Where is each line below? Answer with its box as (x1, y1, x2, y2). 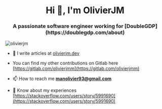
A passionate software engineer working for (12, 23, 124, 30)
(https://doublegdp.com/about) (45, 29, 125, 36)
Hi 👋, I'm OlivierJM (45, 5, 125, 16)
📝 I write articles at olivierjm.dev (12, 50, 80, 56)
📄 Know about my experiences (12, 87, 77, 93)
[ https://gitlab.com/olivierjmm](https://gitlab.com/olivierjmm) (12, 65, 140, 71)
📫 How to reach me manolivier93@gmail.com (12, 76, 112, 82)
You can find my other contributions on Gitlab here (12, 60, 118, 66)
